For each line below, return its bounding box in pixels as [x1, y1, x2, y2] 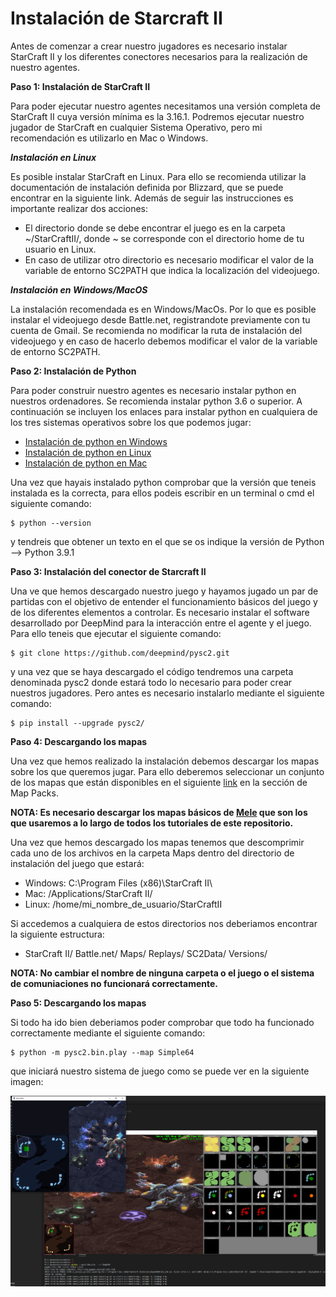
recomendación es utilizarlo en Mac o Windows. [10, 132, 209, 144]
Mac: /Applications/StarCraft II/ [24, 887, 153, 899]
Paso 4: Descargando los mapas [10, 735, 148, 747]
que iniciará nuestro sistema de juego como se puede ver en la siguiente [10, 1065, 310, 1077]
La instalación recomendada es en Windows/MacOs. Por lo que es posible [10, 303, 317, 315]
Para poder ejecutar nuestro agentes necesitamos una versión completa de [10, 100, 321, 112]
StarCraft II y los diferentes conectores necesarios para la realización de [10, 50, 308, 62]
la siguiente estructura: [10, 928, 105, 940]
